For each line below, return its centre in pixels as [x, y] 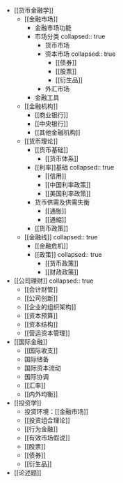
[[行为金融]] [41, 429]
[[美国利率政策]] [68, 193]
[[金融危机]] [51, 246]
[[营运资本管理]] [47, 333]
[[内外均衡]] [41, 394]
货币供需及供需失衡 [62, 202]
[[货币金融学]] [34, 10]
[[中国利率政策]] [68, 185]
